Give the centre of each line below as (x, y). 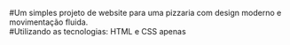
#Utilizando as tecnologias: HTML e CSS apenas (98, 31)
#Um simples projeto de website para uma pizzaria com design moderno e (145, 13)
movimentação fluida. (49, 22)
